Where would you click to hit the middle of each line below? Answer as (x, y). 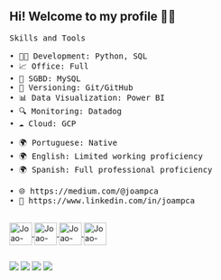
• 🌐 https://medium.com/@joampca (84, 191)
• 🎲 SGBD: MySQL (45, 78)
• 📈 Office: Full (49, 66)
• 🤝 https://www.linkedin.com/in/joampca (102, 200)
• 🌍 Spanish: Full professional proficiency (111, 169)
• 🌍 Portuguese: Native (64, 142)
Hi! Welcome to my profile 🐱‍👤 (93, 17)
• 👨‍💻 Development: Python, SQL (78, 56)
